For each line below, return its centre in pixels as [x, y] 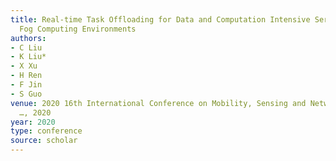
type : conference [46, 131]
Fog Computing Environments [78, 29]
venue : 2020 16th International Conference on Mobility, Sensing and [158, 103]
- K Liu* [28, 57]
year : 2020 [33, 122]
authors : [28, 38]
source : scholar [44, 141]
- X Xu [24, 66]
